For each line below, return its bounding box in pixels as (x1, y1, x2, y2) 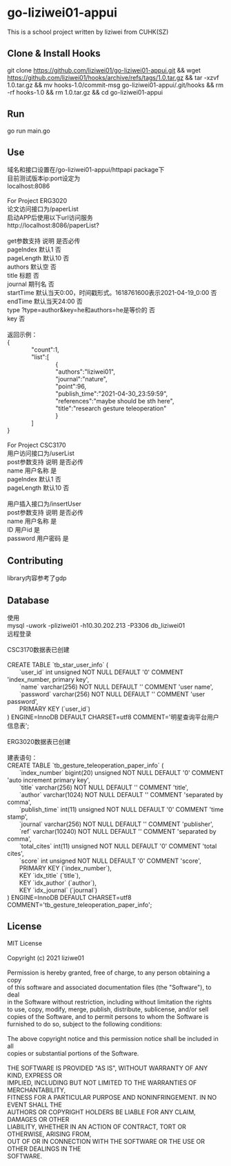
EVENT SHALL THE (7, 1100, 62, 1109)
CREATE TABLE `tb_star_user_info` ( (7, 661, 109, 669)
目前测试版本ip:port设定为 (7, 174, 81, 182)
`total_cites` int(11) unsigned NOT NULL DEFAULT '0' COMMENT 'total (19, 842, 217, 850)
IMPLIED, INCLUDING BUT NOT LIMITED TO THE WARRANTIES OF (7, 1078, 197, 1087)
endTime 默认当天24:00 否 (7, 297, 83, 305)
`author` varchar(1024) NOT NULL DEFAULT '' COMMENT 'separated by (19, 791, 223, 799)
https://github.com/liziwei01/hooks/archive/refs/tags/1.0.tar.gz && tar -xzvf (7, 73, 219, 82)
